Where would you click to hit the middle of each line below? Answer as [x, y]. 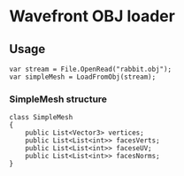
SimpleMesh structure [58, 99]
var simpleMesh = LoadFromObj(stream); [83, 77]
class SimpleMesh [41, 118]
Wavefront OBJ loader [92, 16]
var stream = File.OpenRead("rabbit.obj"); [91, 69]
